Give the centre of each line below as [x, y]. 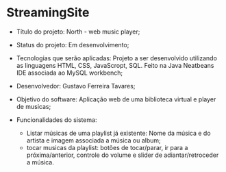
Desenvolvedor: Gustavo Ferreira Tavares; [76, 86]
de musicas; [34, 106]
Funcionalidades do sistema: [56, 120]
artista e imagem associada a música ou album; [94, 140]
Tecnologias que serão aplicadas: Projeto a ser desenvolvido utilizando [116, 58]
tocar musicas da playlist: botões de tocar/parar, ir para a [107, 147]
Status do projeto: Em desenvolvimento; [73, 45]
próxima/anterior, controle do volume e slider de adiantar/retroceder [123, 155]
